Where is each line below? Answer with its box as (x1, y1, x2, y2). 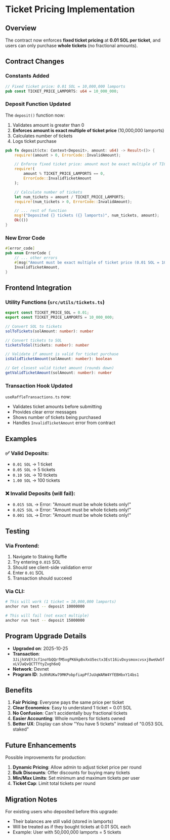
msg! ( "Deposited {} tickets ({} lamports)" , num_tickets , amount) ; (14, 213, 159, 218)
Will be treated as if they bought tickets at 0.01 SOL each (12, 823, 131, 829)
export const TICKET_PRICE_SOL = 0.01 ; (5, 310, 90, 315)
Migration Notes (5, 795, 57, 804)
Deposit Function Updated (5, 100, 71, 107)
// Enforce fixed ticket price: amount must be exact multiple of (14, 162, 157, 167)
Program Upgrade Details (5, 632, 87, 640)
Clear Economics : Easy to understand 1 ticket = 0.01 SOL (12, 705, 132, 711)
